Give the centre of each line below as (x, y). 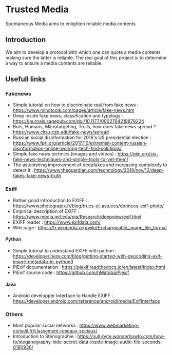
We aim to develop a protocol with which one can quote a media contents (83, 52)
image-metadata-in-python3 (43, 261)
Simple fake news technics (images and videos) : (64, 154)
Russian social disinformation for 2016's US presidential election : (82, 137)
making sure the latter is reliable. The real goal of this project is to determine (86, 57)
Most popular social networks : (45, 326)
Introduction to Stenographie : (44, 337)
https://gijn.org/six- (138, 154)
